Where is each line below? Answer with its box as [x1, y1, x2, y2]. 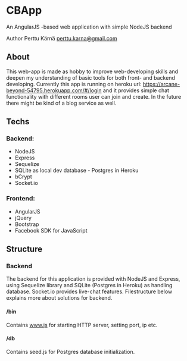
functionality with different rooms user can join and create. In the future [6, 93, 182, 100]
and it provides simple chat [102, 87, 170, 94]
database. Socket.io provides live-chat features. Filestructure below [6, 288, 173, 295]
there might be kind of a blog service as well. [6, 99, 117, 106]
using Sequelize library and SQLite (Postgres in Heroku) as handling [6, 282, 173, 289]
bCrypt [14, 173, 33, 180]
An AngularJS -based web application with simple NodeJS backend [6, 23, 172, 30]
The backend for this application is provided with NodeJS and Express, [6, 275, 180, 282]
